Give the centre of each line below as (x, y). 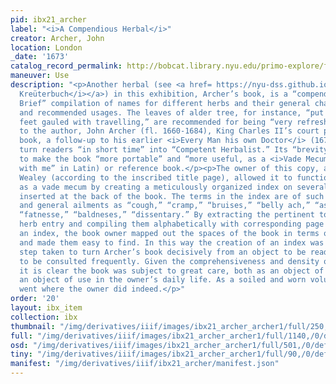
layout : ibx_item (46, 308)
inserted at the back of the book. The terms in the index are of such (172, 196)
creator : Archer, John (57, 38)
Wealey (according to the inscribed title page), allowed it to (156, 177)
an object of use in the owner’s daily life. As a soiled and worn (163, 280)
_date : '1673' (40, 57)
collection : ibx (44, 317)
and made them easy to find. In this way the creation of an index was (172, 242)
